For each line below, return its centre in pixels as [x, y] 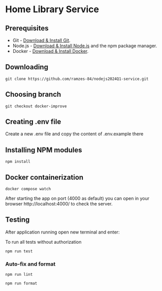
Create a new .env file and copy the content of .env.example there [74, 134]
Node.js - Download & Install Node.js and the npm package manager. [85, 46]
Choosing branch [33, 94]
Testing [18, 220]
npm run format [21, 283]
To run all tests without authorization [43, 242]
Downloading [27, 67]
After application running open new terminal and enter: [62, 232]
